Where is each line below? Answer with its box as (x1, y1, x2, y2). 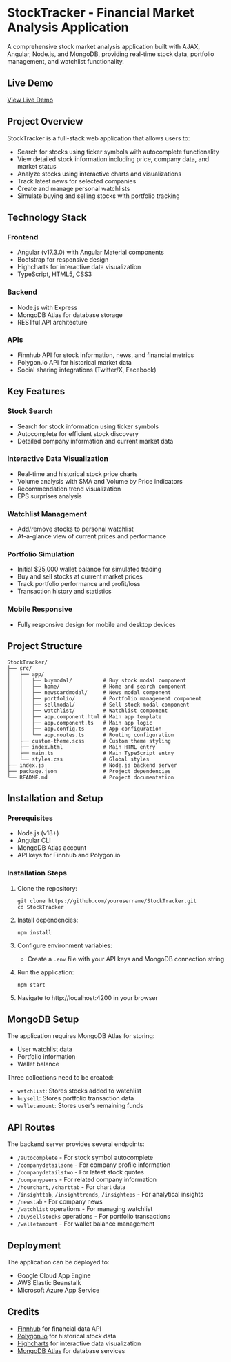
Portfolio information (17, 1053, 76, 1061)
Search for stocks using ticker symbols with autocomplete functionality (17, 147, 219, 156)
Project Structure (7, 640, 83, 652)
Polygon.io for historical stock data (17, 1332, 117, 1340)
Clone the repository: (17, 884, 78, 892)
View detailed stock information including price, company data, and (17, 154, 210, 163)
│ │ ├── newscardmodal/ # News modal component (7, 689, 171, 696)
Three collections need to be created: (7, 1073, 114, 1082)
